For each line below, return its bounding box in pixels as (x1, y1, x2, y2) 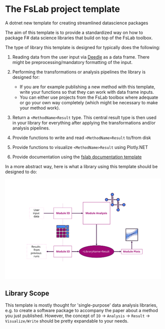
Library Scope (5, 289, 49, 297)
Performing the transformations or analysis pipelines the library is (12, 68, 146, 75)
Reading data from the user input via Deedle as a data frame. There (12, 54, 150, 60)
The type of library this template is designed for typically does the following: (5, 44, 161, 50)
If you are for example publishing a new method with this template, (19, 83, 156, 90)
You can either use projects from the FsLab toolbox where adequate (19, 94, 159, 100)
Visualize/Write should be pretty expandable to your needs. (5, 318, 128, 324)
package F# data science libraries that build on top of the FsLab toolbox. (5, 35, 153, 41)
